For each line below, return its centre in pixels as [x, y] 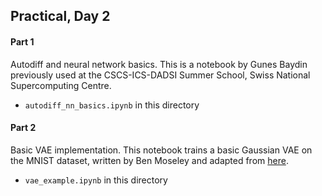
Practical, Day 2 [60, 16]
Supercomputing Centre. [61, 85]
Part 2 [23, 128]
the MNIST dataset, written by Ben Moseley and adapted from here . [149, 160]
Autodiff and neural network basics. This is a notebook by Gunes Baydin [159, 64]
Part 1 [22, 41]
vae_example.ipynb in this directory [96, 180]
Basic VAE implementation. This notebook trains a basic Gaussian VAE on [161, 150]
